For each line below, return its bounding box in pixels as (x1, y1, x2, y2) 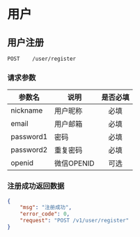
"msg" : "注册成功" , (20, 204, 72, 211)
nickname (10, 106, 43, 115)
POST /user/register (7, 55, 77, 62)
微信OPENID (54, 159, 95, 168)
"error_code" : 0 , (20, 210, 70, 217)
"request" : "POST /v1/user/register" (20, 217, 130, 224)
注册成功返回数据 (7, 181, 65, 191)
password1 (10, 132, 48, 142)
